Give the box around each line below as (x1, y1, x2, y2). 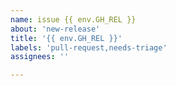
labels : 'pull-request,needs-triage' (10, 42, 168, 53)
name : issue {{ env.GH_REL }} (10, 14, 137, 25)
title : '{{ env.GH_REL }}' (10, 33, 123, 43)
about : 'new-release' (10, 24, 101, 34)
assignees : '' (10, 52, 70, 62)
